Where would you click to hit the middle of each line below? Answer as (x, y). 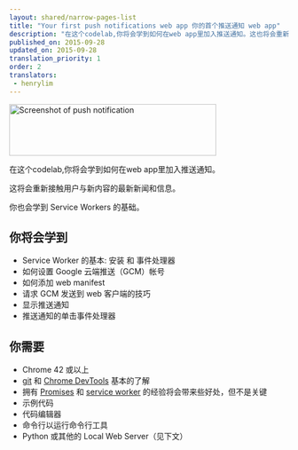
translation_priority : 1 (55, 59)
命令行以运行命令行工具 (65, 425)
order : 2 (25, 67)
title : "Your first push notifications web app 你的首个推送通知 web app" (145, 26)
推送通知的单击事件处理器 (69, 316)
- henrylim (33, 83)
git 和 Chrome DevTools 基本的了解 (86, 381)
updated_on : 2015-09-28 (53, 51)
